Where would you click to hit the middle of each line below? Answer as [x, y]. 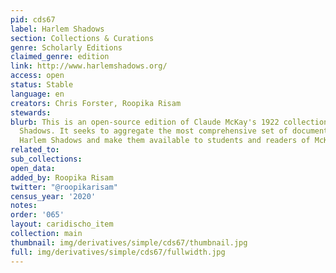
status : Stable [42, 85]
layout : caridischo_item [62, 224]
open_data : [33, 168]
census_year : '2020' [53, 196]
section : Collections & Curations [82, 38]
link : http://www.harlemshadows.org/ [89, 66]
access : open [37, 76]
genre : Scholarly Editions [66, 47]
